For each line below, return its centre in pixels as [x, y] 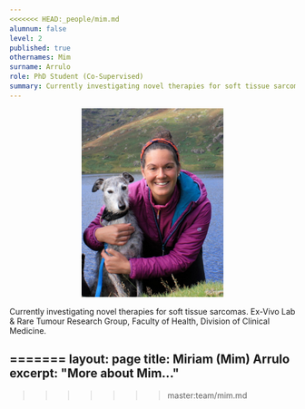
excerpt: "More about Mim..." [94, 373]
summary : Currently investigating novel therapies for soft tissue [140, 86]
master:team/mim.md [207, 395]
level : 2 [26, 38]
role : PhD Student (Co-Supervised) [77, 77]
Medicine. [28, 331]
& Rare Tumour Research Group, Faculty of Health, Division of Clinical [140, 321]
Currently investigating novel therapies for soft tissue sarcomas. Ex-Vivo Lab [152, 312]
